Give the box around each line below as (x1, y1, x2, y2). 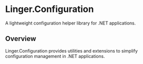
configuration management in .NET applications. (5, 53, 105, 59)
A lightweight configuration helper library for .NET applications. (5, 20, 136, 26)
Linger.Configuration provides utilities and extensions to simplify (5, 47, 138, 53)
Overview (5, 34, 37, 43)
